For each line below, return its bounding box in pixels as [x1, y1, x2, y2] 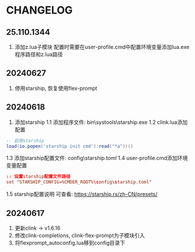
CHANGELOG [6, 4, 73, 17]
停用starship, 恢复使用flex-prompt [14, 84, 97, 91]
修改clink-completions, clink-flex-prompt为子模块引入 [14, 231, 145, 239]
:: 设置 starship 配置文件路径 [6, 174, 71, 180]
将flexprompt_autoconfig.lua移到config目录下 [14, 239, 125, 246]
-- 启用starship [6, 138, 44, 143]
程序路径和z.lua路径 [14, 51, 63, 58]
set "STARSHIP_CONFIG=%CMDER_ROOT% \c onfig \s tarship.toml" [6, 179, 152, 185]
